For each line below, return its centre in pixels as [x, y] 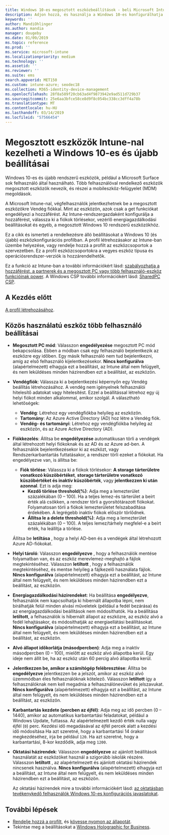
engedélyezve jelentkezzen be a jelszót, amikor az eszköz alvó [78, 674]
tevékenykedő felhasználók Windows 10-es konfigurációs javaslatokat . [86, 794]
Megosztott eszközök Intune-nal [75, 142]
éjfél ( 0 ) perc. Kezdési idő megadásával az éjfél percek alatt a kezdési [84, 726]
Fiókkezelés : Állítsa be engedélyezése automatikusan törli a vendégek [86, 439]
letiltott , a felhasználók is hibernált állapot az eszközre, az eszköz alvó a [88, 617]
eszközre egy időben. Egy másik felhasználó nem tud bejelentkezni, [83, 356]
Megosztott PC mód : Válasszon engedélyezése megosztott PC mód [83, 346]
